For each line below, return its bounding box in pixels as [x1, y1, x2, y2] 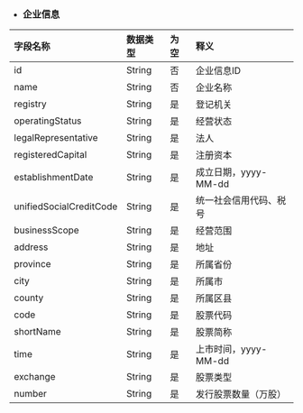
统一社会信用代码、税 [195, 194, 287, 206]
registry [14, 97, 47, 110]
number [14, 388, 48, 400]
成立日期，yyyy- [195, 166, 268, 179]
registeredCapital [14, 149, 87, 161]
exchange [14, 371, 56, 383]
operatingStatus [14, 115, 82, 127]
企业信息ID [195, 65, 242, 78]
